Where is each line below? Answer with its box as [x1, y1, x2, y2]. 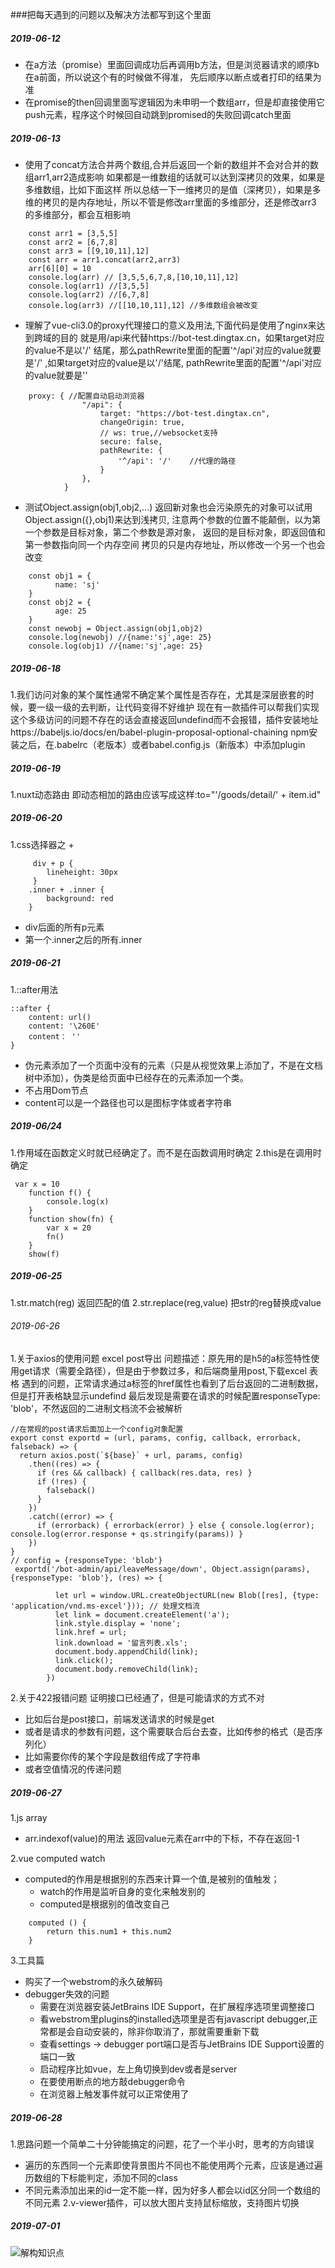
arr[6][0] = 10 [28, 263, 92, 273]
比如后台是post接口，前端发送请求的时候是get [24, 1713, 215, 1725]
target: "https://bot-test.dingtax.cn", [99, 408, 271, 418]
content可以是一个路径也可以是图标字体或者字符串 [24, 1096, 232, 1108]
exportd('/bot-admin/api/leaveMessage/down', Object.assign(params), [14, 1564, 311, 1574]
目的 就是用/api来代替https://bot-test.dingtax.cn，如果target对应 [59, 331, 325, 343]
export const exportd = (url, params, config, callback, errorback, [10, 1433, 302, 1443]
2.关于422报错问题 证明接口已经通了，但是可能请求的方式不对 [10, 1691, 265, 1703]
